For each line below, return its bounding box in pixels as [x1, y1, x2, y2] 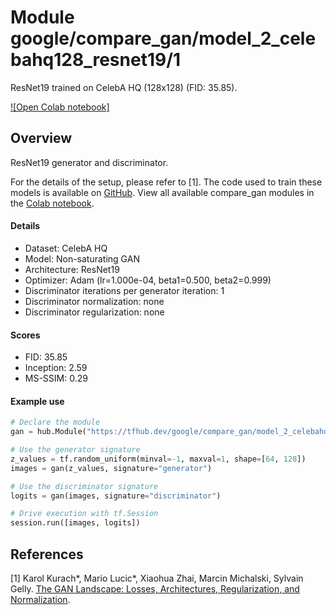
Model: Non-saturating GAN [24, 252, 140, 265]
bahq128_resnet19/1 [10, 49, 182, 71]
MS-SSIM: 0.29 [24, 372, 88, 385]
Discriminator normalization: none [24, 295, 165, 307]
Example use [10, 395, 65, 407]
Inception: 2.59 [24, 362, 88, 374]
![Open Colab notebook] [10, 101, 110, 113]
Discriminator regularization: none [24, 306, 165, 318]
